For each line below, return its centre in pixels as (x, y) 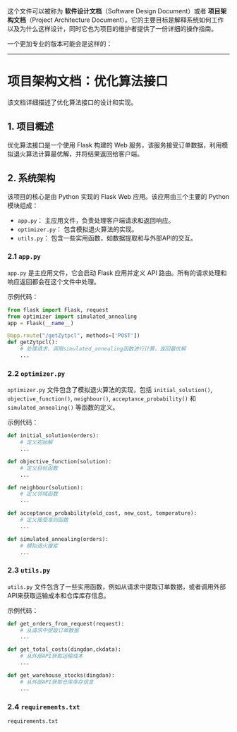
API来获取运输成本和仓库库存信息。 (59, 595)
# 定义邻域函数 (39, 494)
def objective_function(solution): (60, 461)
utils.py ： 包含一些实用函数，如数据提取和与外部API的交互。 (107, 238)
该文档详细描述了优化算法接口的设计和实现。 (72, 102)
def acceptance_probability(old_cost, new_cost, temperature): (102, 513)
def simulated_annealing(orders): (58, 539)
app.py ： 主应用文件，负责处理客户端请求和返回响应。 (96, 220)
